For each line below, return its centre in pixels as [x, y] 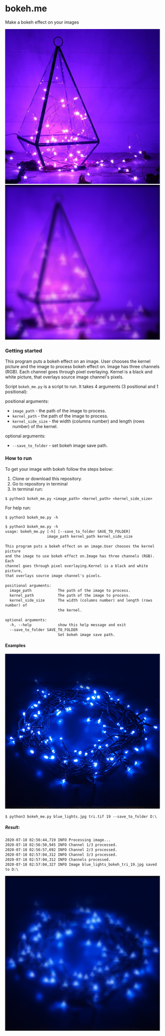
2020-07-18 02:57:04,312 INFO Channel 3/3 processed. [61, 855]
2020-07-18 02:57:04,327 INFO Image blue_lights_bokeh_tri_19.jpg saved [81, 864]
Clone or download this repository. [47, 478]
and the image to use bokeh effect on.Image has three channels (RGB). [80, 556]
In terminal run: [27, 489]
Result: [13, 827]
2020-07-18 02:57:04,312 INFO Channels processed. [58, 860]
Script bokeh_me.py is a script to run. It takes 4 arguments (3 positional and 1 [82, 387]
